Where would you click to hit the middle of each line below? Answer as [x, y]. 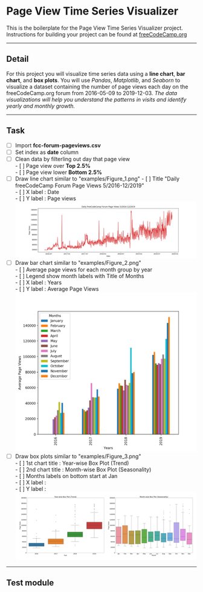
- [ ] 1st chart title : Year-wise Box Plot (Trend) [72, 463]
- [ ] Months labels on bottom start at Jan [66, 476]
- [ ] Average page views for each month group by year [84, 269]
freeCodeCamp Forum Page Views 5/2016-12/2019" [79, 185]
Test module [30, 583]
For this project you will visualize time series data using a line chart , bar [96, 73]
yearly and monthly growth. [41, 106]
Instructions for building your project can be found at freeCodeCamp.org [97, 34]
